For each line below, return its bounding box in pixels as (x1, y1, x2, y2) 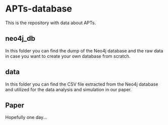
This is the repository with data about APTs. (5, 20, 96, 26)
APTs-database (5, 3, 72, 15)
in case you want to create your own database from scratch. (5, 53, 131, 59)
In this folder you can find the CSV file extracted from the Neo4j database (5, 81, 158, 87)
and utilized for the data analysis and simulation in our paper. (5, 86, 132, 92)
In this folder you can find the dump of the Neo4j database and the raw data (5, 47, 163, 53)
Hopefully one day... (5, 114, 47, 120)
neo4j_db (5, 34, 35, 43)
